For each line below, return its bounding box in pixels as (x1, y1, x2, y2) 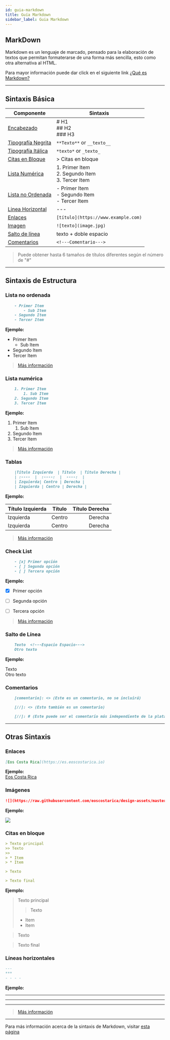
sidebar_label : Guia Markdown (5, 17, 69, 22)
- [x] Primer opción (14, 559, 58, 565)
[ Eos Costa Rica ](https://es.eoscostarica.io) (5, 759, 105, 765)
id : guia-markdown (5, 7, 44, 13)
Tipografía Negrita (8, 139, 52, 146)
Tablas (5, 458, 22, 465)
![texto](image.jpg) (56, 223, 106, 228)
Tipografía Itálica (8, 148, 48, 154)
